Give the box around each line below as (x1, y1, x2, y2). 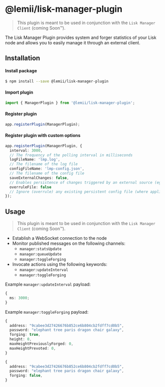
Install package (5, 67, 37, 73)
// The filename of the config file (9, 171, 84, 176)
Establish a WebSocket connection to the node (12, 235, 107, 241)
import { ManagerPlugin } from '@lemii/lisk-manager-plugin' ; (5, 100, 135, 105)
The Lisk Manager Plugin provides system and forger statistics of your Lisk (5, 34, 157, 40)
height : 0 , (9, 337, 32, 342)
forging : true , (9, 332, 41, 337)
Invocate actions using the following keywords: (12, 261, 108, 267)
